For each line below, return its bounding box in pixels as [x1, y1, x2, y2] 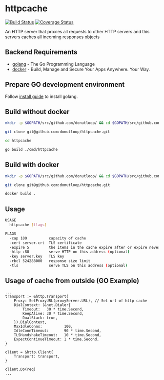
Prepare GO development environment [5, 80, 125, 89]
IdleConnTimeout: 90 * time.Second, [14, 328, 102, 333]
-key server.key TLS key [9, 254, 64, 259]
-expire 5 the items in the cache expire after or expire [9, 245, 147, 250]
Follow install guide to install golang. [5, 94, 78, 99]
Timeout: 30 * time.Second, [22, 307, 84, 311]
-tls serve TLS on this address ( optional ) [9, 263, 128, 268]
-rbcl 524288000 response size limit [9, 259, 91, 263]
